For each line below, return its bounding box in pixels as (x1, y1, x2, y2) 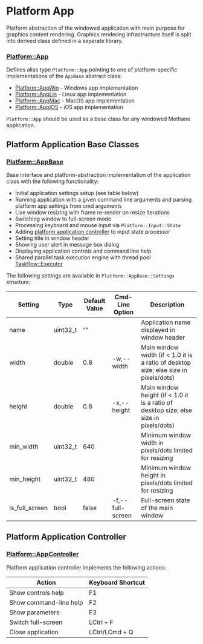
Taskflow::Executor (14, 260, 63, 267)
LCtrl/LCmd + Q (89, 628, 134, 636)
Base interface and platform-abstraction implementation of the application (6, 171, 191, 178)
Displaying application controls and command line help (14, 247, 152, 254)
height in (141, 471, 166, 479)
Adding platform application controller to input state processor (14, 228, 170, 235)
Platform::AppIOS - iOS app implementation (14, 104, 124, 111)
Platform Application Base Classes (6, 139, 140, 150)
